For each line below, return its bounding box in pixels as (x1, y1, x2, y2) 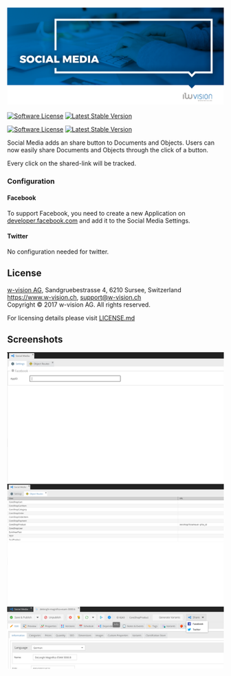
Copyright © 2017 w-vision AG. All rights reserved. (7, 300, 151, 309)
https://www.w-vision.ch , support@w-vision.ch (7, 293, 142, 301)
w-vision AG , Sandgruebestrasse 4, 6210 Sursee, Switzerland (7, 285, 181, 294)
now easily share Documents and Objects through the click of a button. (7, 146, 208, 154)
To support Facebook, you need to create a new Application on (7, 209, 186, 217)
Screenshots (7, 334, 63, 345)
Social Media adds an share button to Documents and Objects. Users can (7, 139, 215, 147)
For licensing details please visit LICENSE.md (7, 314, 135, 322)
